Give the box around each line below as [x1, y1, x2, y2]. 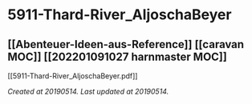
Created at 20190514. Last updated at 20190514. [7, 86, 169, 96]
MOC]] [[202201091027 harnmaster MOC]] [7, 50, 228, 63]
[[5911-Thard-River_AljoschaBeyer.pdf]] [7, 71, 138, 81]
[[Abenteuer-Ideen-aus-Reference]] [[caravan [7, 38, 245, 51]
